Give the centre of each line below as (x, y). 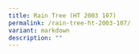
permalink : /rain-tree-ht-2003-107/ (69, 23)
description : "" (35, 38)
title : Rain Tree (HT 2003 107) (62, 15)
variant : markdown (39, 30)
